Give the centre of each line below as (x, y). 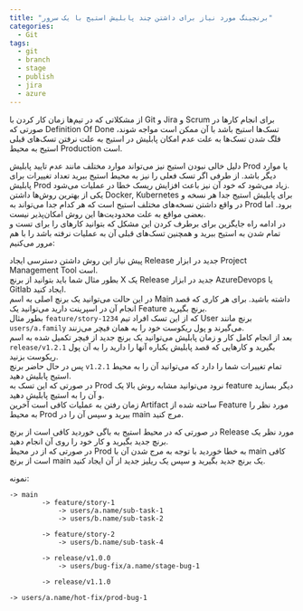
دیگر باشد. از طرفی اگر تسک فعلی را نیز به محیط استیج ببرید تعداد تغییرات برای (143, 175)
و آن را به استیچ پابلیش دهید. (57, 395)
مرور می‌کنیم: (33, 243)
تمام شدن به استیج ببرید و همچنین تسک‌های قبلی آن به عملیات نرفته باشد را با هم (145, 233)
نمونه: (19, 478)
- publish (36, 77)
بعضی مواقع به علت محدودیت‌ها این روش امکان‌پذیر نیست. (108, 214)
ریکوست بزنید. (34, 356)
